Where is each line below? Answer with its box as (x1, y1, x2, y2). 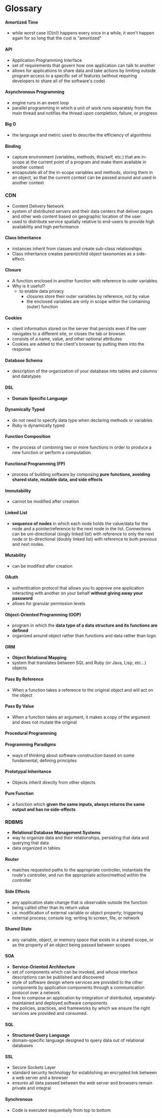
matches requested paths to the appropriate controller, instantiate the (12, 867, 151, 873)
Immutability (5, 488, 31, 493)
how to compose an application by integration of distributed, (12, 995, 133, 1001)
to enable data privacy (19, 288, 64, 294)
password (12, 595, 33, 601)
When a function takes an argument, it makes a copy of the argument (12, 714, 150, 720)
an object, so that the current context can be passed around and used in (12, 175, 156, 180)
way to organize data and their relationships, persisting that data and (12, 835, 149, 841)
